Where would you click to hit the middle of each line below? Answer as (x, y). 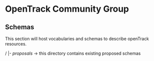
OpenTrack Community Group (67, 9)
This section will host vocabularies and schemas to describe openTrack (77, 39)
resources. (16, 44)
